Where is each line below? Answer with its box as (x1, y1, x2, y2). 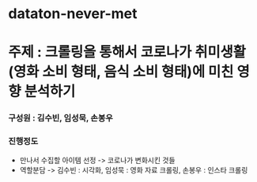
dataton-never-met (8, 5, 138, 23)
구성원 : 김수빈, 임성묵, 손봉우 (8, 113, 113, 124)
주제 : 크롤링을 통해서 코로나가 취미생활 (8, 43, 247, 61)
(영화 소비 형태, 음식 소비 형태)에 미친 (8, 63, 234, 81)
